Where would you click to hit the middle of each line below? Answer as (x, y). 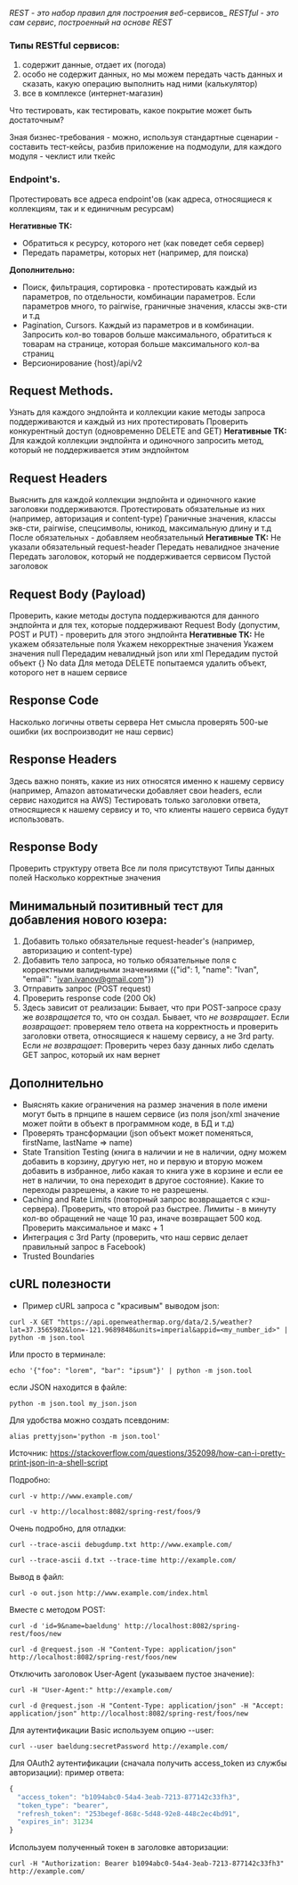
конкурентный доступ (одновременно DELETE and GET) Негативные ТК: (148, 431)
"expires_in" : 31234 (55, 1822)
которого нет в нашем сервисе (68, 673)
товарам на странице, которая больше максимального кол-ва (141, 343)
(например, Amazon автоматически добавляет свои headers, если (136, 790)
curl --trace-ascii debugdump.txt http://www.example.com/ (121, 1544)
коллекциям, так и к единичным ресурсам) (92, 208)
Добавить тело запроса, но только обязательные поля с (129, 960)
